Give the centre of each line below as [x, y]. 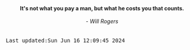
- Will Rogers [102, 21]
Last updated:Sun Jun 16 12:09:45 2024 [65, 41]
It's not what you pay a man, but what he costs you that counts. [102, 8]
